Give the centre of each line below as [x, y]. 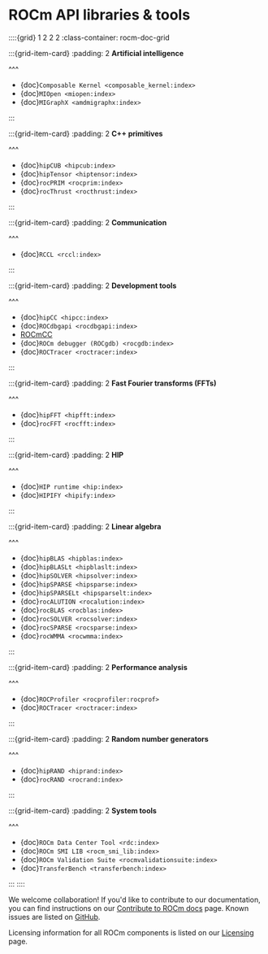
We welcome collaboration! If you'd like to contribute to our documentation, [135, 900]
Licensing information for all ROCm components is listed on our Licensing [131, 932]
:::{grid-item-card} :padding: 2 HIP [66, 455]
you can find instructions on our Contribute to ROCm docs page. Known [129, 908]
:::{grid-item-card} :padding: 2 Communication [88, 222]
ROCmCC [36, 334]
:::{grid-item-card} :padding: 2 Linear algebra [85, 526]
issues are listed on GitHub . [54, 917]
